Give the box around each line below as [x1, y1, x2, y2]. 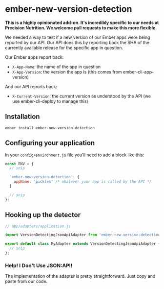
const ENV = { [5, 161, 34, 166]
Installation [5, 113, 40, 121]
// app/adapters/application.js [5, 224, 71, 229]
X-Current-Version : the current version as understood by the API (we [12, 93, 151, 99]
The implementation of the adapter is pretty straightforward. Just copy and [5, 273, 156, 279]
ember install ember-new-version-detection [5, 125, 95, 130]
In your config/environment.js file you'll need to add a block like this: [5, 152, 144, 158]
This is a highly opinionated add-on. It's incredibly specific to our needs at [5, 20, 159, 25]
